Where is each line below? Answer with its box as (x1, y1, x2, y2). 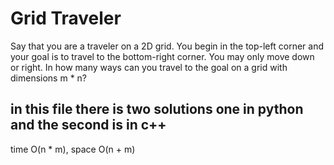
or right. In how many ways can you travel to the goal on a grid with (10, 61, 288, 73)
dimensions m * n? (10, 72, 88, 84)
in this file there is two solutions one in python (10, 101, 304, 118)
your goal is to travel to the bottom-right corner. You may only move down (10, 50, 315, 62)
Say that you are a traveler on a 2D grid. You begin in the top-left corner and (10, 40, 324, 52)
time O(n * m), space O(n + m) (10, 143, 136, 155)
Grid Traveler (10, 7, 122, 30)
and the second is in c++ (10, 117, 167, 134)
